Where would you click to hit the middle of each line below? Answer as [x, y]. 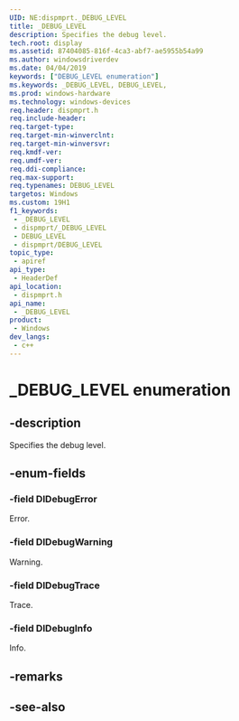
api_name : [28, 304]
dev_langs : [30, 337]
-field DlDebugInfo [51, 628]
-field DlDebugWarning [61, 542]
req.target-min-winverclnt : [62, 136]
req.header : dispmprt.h [54, 110]
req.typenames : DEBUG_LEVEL [62, 186]
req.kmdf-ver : [36, 152]
